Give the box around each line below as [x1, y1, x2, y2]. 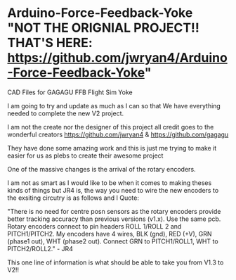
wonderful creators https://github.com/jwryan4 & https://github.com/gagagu [7, 130, 229, 139]
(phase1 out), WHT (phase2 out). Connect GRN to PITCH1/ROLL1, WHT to [7, 237, 219, 246]
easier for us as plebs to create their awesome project [7, 151, 164, 160]
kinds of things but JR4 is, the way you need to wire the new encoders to [7, 186, 219, 194]
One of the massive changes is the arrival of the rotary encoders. [7, 165, 196, 173]
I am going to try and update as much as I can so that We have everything [7, 101, 221, 110]
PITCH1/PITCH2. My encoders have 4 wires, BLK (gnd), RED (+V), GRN [7, 229, 212, 238]
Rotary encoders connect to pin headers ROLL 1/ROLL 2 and [7, 222, 182, 230]
